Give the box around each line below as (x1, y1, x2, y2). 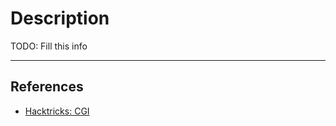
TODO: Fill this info (10, 40, 88, 52)
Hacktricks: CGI (24, 105, 90, 117)
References (10, 78, 84, 96)
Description (10, 7, 110, 30)
